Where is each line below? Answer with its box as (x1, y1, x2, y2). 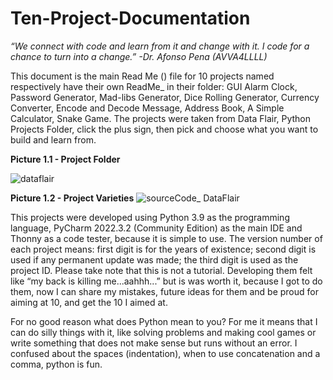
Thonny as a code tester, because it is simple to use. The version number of (10, 232, 323, 244)
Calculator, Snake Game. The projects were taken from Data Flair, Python (10, 112, 312, 124)
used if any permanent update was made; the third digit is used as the (10, 253, 299, 266)
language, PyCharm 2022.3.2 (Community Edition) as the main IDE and (10, 222, 303, 234)
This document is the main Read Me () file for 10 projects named (10, 70, 275, 82)
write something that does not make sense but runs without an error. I (10, 337, 298, 349)
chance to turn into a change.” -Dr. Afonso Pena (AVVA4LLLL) (10, 50, 268, 62)
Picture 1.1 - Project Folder (10, 153, 121, 165)
